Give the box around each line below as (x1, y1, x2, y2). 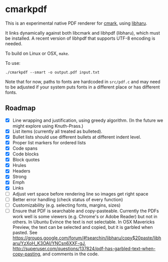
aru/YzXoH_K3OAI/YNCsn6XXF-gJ (12, 240, 85, 246)
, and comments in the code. (40, 250, 99, 257)
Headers (12, 168, 31, 174)
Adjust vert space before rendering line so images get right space (12, 191, 149, 197)
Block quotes (12, 157, 40, 163)
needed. (5, 40, 23, 46)
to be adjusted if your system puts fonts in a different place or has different (5, 84, 160, 90)
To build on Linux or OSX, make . (5, 50, 69, 56)
